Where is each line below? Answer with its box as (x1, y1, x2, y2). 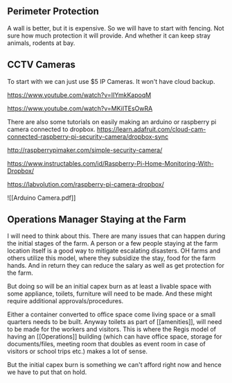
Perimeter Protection (7, 6, 99, 17)
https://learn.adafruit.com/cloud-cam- (96, 125, 206, 133)
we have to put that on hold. (7, 368, 87, 377)
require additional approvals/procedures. (7, 297, 124, 305)
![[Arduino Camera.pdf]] (7, 194, 76, 202)
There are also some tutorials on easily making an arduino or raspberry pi (7, 117, 217, 126)
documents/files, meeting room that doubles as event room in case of (7, 340, 206, 348)
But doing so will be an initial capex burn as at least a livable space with (7, 282, 211, 291)
